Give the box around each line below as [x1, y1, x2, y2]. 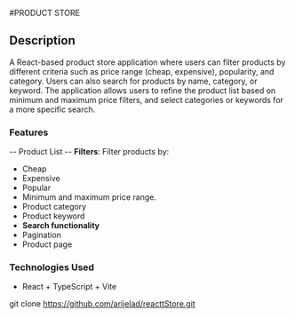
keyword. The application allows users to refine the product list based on [9, 84, 276, 96]
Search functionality [21, 220, 100, 231]
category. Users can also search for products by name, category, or [9, 76, 258, 86]
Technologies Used [9, 261, 95, 274]
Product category [21, 202, 87, 212]
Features [9, 126, 49, 139]
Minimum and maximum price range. [21, 192, 157, 203]
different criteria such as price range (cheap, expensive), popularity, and [9, 66, 275, 76]
